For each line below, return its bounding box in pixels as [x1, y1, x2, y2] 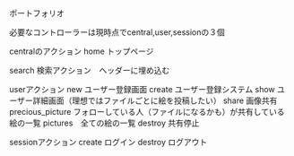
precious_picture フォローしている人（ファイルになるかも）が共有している [9, 107, 285, 117]
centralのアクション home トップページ [9, 46, 154, 56]
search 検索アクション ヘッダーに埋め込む [9, 65, 170, 75]
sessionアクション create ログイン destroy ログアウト [9, 137, 208, 147]
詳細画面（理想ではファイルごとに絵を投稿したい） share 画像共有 [32, 95, 278, 106]
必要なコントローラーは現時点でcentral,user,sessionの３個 [9, 27, 226, 38]
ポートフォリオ [9, 8, 65, 18]
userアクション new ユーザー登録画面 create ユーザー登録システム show [9, 84, 275, 94]
